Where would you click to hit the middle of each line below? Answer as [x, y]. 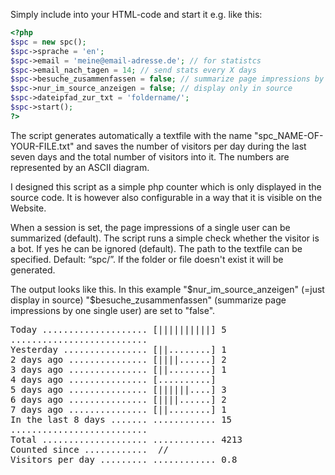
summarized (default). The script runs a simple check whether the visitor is [165, 238]
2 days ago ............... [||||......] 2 [118, 359]
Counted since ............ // [89, 449]
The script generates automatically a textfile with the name [131, 135]
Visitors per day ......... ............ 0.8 [124, 459]
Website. [28, 208]
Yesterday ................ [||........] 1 [118, 349]
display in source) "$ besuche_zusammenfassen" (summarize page [148, 300]
